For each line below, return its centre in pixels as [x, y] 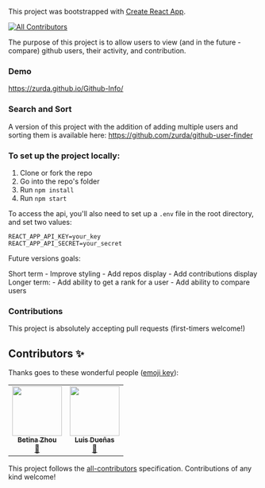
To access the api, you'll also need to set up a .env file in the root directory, [131, 213]
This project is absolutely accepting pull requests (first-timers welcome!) [127, 328]
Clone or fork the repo [56, 172]
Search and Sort [40, 109]
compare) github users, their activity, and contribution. [97, 50]
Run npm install [47, 189]
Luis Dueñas [95, 440]
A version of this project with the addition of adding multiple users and [123, 126]
